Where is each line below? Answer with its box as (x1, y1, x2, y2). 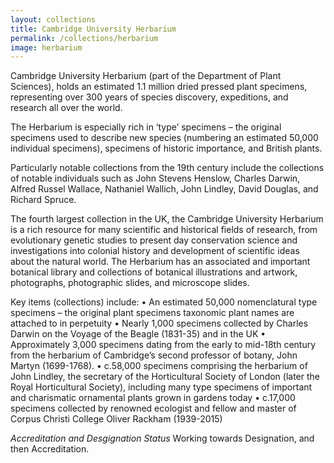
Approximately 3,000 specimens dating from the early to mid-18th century (10, 339, 317, 351)
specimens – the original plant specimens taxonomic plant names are (10, 307, 295, 319)
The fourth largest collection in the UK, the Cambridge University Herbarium (10, 213, 324, 225)
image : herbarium (10, 42, 83, 53)
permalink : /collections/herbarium (10, 33, 159, 43)
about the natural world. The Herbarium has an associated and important (10, 256, 311, 268)
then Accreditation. (10, 443, 90, 455)
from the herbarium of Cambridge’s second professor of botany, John (10, 349, 298, 361)
